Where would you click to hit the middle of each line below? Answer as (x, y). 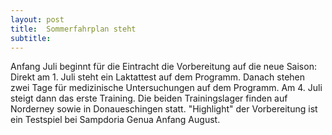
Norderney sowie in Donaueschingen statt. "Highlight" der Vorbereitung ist (164, 109)
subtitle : (31, 38)
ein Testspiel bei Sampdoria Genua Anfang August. (115, 120)
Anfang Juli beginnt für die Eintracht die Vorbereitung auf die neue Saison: (163, 67)
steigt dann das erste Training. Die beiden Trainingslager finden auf (149, 98)
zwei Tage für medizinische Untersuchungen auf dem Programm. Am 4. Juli (166, 88)
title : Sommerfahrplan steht (73, 29)
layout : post (37, 19)
